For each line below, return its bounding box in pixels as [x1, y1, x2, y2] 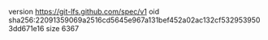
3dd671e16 [8, 24, 45, 33]
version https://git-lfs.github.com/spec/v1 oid [8, 7, 160, 16]
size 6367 [45, 24, 80, 33]
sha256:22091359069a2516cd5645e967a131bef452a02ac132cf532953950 [8, 15, 261, 25]
